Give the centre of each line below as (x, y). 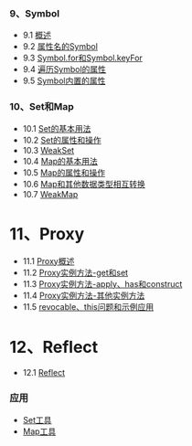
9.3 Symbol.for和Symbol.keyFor (83, 58)
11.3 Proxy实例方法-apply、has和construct (102, 283)
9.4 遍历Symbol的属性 (64, 69)
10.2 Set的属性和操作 (62, 140)
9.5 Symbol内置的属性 (64, 81)
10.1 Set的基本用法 (57, 128)
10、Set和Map (42, 107)
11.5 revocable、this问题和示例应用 (88, 306)
